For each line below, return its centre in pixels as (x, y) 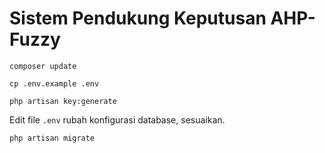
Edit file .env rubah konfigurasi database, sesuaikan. (117, 119)
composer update (43, 66)
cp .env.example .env (54, 83)
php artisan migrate (52, 138)
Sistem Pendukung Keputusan (138, 18)
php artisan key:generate (63, 101)
